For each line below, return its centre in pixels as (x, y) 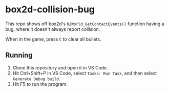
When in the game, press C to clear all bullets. (53, 39)
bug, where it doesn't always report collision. (53, 29)
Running (19, 55)
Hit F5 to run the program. (40, 84)
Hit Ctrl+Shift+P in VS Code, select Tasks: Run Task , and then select (85, 73)
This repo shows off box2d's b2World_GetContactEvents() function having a (85, 24)
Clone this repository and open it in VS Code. (60, 67)
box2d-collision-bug (50, 10)
